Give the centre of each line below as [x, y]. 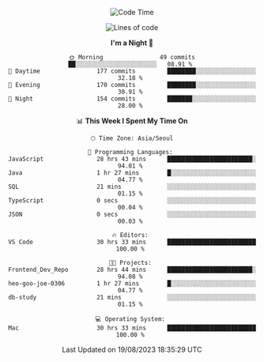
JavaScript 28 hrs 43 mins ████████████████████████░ [132, 159]
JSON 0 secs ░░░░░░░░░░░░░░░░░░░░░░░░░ [132, 214]
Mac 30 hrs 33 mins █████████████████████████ [132, 328]
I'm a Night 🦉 [132, 43]
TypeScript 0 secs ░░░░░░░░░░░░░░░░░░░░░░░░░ [132, 201]
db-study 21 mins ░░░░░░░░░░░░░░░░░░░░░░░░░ [132, 297]
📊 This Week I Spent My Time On [132, 121]
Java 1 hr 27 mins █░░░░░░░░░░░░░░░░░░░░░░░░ [132, 173]
